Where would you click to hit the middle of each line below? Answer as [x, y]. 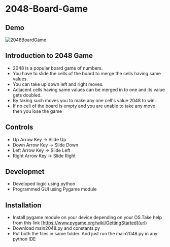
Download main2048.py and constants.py [56, 228]
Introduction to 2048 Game [49, 56]
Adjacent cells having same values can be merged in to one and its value [89, 89]
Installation [23, 205]
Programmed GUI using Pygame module [55, 189]
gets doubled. [27, 95]
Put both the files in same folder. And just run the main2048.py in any [85, 234]
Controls [19, 127]
